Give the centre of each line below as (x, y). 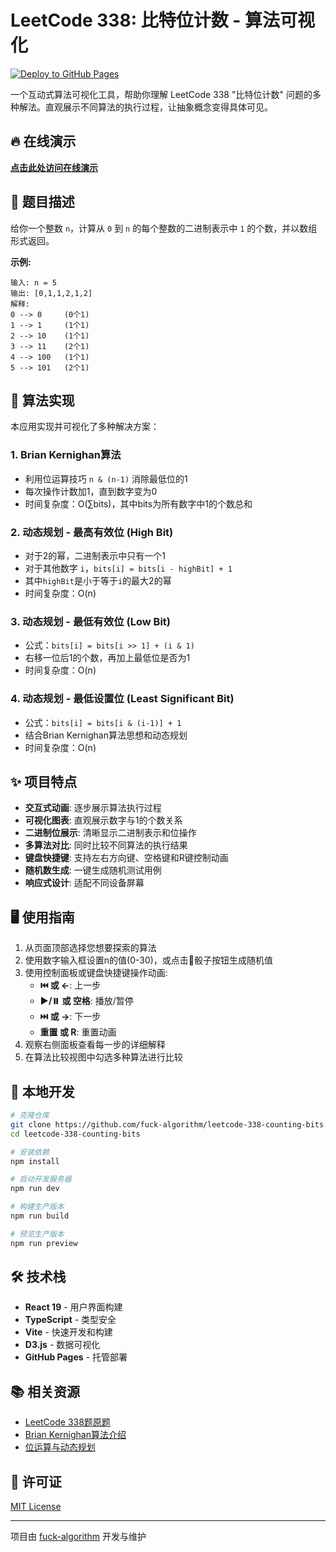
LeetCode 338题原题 (67, 1422)
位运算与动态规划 (60, 1447)
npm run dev (35, 1189)
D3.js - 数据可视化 (62, 1345)
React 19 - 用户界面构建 (73, 1307)
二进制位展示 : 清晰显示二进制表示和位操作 (110, 833)
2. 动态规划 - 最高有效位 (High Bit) (92, 532)
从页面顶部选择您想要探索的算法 (90, 948)
